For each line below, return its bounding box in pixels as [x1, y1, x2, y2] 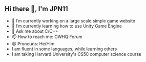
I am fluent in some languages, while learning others [11, 46, 117, 52]
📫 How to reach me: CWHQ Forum [11, 34, 83, 40]
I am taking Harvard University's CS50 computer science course [11, 51, 142, 57]
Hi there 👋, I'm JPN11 [4, 5, 68, 13]
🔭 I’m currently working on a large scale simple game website [11, 18, 135, 23]
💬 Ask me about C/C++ [11, 28, 59, 34]
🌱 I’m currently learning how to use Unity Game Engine [11, 23, 122, 29]
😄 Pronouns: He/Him [11, 41, 55, 46]
